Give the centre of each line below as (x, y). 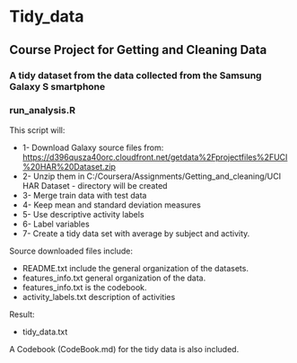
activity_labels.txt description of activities (99, 297)
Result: (22, 314)
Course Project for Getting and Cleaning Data (138, 50)
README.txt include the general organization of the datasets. (135, 268)
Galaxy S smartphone (57, 86)
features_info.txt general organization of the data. (114, 278)
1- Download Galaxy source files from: (93, 147)
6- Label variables (56, 224)
